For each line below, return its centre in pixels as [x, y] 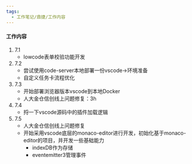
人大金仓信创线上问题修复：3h [60, 98]
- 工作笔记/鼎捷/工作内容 [38, 17]
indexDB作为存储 [52, 148]
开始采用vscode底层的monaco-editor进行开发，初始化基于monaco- [104, 133]
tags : [13, 11]
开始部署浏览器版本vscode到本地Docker [72, 91]
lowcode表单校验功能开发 [54, 57]
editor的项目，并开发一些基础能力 [64, 140]
